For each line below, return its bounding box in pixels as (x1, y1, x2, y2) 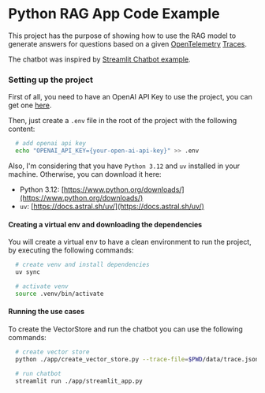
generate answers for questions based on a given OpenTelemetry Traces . (8, 39, 247, 48)
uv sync (15, 268, 41, 276)
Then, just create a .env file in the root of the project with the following (8, 116, 237, 125)
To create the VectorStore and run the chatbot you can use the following (8, 324, 243, 334)
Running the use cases (8, 307, 85, 316)
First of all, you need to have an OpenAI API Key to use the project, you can (8, 92, 252, 102)
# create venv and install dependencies (15, 261, 150, 269)
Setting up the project (8, 74, 93, 85)
